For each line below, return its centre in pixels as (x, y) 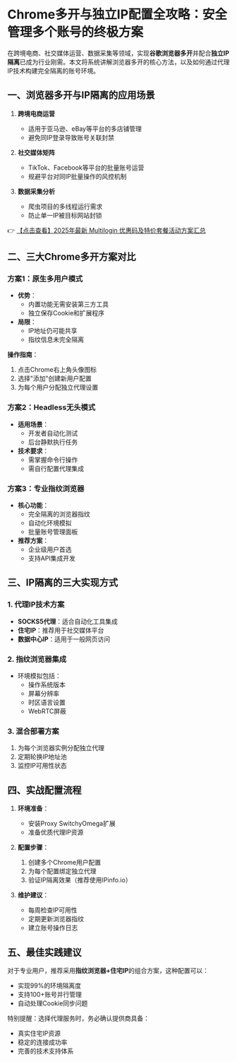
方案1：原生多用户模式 (45, 279)
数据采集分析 (36, 191)
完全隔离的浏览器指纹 (59, 514)
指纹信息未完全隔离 (56, 339)
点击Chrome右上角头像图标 (57, 370)
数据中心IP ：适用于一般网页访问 (64, 639)
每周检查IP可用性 (53, 910)
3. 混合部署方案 (34, 731)
